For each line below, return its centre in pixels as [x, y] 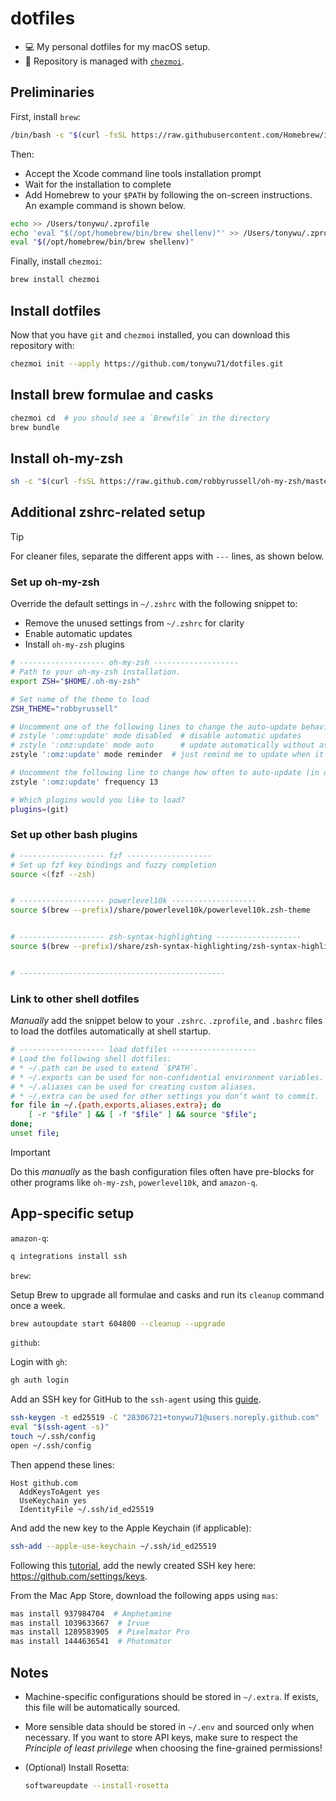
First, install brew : [45, 116]
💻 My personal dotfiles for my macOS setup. [117, 46]
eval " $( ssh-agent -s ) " [60, 1427]
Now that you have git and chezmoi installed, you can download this [150, 334]
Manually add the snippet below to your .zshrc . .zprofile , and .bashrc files [166, 1021]
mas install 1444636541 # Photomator [91, 1642]
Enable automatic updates [78, 634]
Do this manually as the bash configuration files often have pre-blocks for [162, 1171]
